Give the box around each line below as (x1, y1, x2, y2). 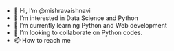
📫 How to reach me (13, 37, 71, 44)
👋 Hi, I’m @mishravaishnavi (13, 7, 91, 14)
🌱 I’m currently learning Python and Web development (13, 21, 167, 29)
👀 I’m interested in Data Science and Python (13, 14, 139, 22)
